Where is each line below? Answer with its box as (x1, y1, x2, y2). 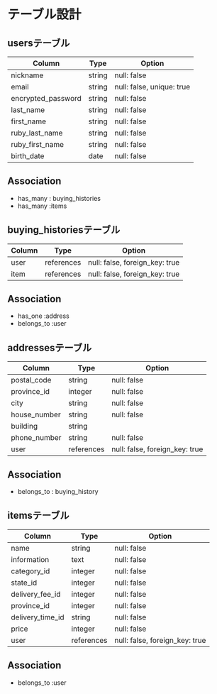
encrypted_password (11, 94, 82, 103)
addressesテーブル (7, 341, 92, 353)
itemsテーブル (7, 510, 69, 522)
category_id (11, 566, 50, 575)
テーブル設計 (7, 6, 82, 23)
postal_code (11, 375, 52, 385)
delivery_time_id (11, 612, 65, 622)
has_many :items (17, 202, 67, 210)
